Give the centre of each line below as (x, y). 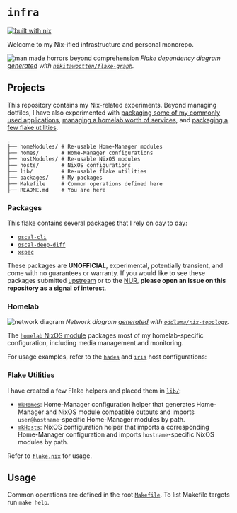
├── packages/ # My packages (55, 178)
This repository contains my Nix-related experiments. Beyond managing (112, 105)
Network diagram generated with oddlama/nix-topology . (148, 322)
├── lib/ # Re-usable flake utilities (77, 171)
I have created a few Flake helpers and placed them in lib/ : (94, 391)
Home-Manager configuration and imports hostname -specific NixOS (116, 434)
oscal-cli (32, 238)
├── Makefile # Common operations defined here (85, 184)
